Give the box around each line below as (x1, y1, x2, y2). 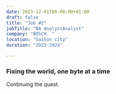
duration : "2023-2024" (6, 43, 63, 48)
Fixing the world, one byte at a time (6, 67, 111, 75)
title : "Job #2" (6, 20, 47, 26)
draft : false (6, 14, 39, 20)
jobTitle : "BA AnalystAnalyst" (6, 25, 84, 32)
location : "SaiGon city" (6, 37, 68, 43)
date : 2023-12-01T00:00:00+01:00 (6, 8, 90, 15)
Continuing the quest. (6, 81, 60, 88)
